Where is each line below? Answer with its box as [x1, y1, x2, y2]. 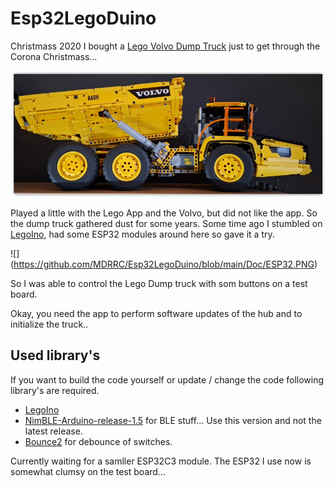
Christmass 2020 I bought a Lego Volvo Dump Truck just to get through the [10, 40, 321, 52]
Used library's [10, 347, 101, 364]
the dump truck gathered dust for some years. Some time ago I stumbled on [10, 218, 323, 229]
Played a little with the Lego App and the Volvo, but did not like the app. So [10, 207, 318, 219]
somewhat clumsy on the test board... [10, 465, 166, 477]
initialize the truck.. [10, 318, 89, 330]
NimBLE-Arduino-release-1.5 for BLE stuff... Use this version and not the [24, 414, 322, 426]
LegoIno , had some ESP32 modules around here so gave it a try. [10, 228, 275, 240]
